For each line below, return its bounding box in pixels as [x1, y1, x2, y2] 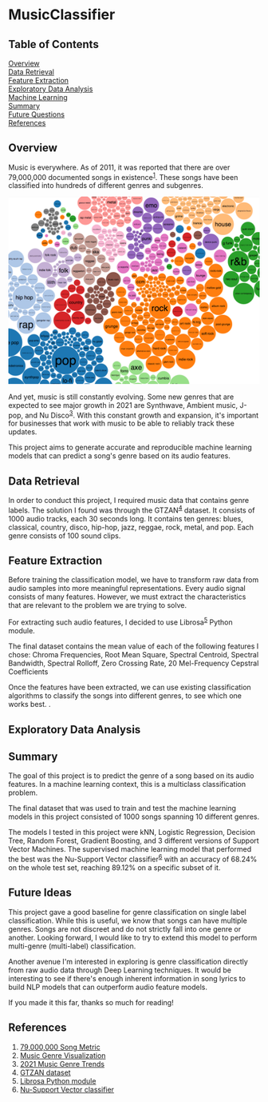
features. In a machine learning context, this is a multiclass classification [8, 780, 246, 789]
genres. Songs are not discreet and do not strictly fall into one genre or [8, 924, 242, 933]
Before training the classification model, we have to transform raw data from [8, 575, 259, 585]
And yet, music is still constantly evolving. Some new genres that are [8, 392, 235, 401]
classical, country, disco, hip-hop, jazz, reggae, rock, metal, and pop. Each [8, 522, 254, 532]
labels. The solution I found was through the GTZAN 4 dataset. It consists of [8, 504, 255, 515]
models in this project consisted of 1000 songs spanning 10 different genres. [8, 812, 260, 821]
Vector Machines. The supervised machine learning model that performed [8, 844, 252, 854]
